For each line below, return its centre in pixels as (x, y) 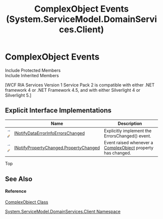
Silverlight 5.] (18, 95)
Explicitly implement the (128, 131)
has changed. (118, 153)
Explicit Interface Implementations (58, 110)
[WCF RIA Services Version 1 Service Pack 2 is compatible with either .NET (80, 85)
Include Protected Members (33, 70)
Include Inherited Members (32, 75)
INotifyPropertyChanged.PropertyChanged (57, 148)
